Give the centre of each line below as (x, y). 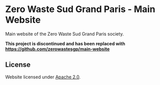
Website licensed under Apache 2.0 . (43, 77)
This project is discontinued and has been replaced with (65, 43)
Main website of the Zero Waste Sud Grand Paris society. (65, 34)
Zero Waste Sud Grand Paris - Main (80, 9)
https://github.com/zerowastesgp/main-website (58, 49)
